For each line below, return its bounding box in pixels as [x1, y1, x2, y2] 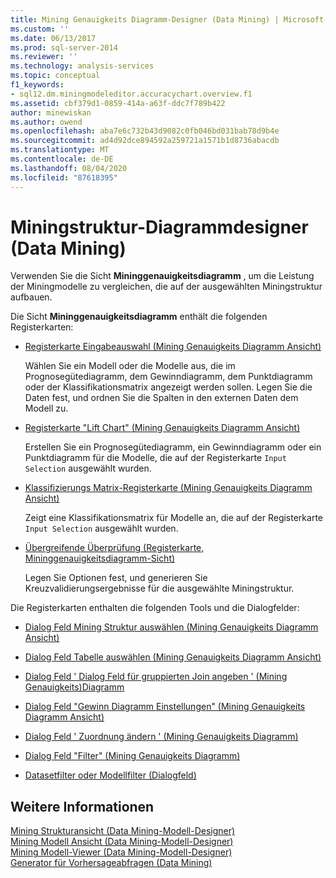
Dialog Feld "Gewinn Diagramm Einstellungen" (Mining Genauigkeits [24, 701, 306, 713]
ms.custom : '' [10, 24, 70, 34]
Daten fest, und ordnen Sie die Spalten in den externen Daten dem [24, 392, 299, 404]
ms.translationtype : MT [10, 145, 110, 155]
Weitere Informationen [10, 798, 155, 815]
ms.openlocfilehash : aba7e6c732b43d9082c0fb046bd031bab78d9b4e [10, 126, 280, 136]
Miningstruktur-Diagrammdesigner [10, 216, 309, 238]
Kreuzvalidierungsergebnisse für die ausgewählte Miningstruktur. [24, 582, 295, 595]
